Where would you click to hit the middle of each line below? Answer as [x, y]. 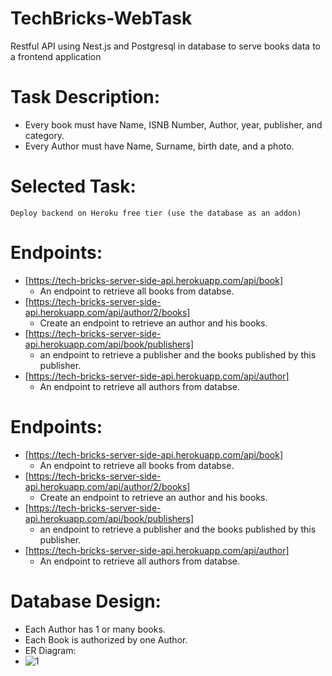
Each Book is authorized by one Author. [106, 639]
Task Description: [85, 97]
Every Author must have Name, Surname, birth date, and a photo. [159, 146]
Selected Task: [73, 186]
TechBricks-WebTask [101, 18]
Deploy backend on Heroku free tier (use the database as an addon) [156, 213]
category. [44, 135]
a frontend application [56, 56]
